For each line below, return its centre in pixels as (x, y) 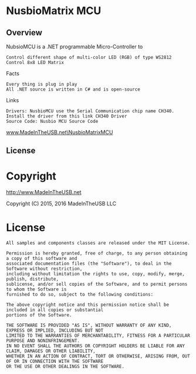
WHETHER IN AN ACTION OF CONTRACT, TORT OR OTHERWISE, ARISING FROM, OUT (98, 356)
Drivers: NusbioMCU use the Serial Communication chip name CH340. (90, 111)
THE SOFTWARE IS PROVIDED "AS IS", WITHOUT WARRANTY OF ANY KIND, (89, 325)
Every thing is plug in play (42, 84)
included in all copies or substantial (55, 310)
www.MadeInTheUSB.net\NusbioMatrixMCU (60, 132)
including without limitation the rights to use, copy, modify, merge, (95, 274)
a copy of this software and (42, 259)
